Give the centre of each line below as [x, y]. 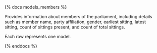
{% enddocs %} [21, 46]
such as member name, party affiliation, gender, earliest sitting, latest [75, 22]
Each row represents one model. [38, 37]
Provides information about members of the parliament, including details [78, 16]
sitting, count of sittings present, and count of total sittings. [65, 27]
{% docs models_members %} [36, 7]
